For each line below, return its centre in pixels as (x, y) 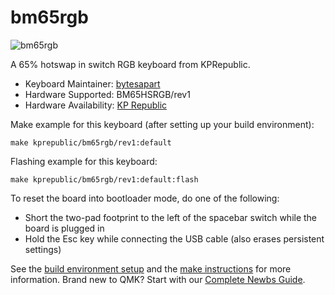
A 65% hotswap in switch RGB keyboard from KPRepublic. (130, 64)
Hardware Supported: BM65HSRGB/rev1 (107, 94)
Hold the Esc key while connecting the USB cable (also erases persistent (174, 238)
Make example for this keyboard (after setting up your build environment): (162, 124)
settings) (43, 249)
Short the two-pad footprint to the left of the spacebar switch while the (171, 217)
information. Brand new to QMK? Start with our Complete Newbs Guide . (158, 279)
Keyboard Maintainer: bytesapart (92, 83)
